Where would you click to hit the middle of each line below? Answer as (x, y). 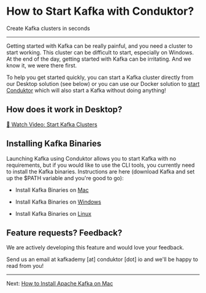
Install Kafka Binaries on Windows (58, 202)
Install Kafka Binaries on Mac (52, 190)
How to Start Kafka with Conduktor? (100, 11)
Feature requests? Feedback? (64, 233)
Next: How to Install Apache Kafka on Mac (60, 284)
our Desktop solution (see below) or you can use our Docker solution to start (103, 83)
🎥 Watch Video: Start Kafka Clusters (52, 124)
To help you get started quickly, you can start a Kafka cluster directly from (100, 77)
